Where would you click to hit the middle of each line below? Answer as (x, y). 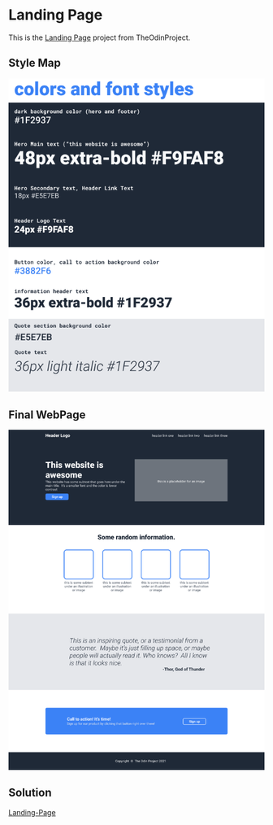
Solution (30, 793)
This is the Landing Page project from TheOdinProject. (100, 37)
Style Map (35, 63)
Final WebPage (47, 415)
